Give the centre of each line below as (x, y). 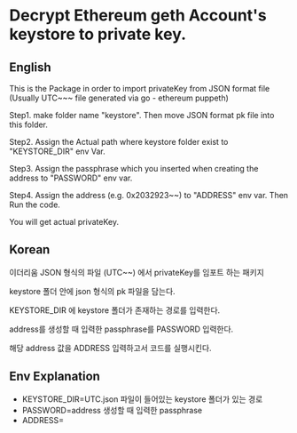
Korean (30, 250)
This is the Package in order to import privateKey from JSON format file (140, 88)
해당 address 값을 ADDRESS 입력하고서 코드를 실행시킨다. (110, 348)
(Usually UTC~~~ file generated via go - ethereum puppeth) (119, 98)
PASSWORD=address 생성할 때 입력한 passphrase (112, 410)
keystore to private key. (98, 34)
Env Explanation (55, 377)
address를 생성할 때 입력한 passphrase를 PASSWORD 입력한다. (121, 329)
